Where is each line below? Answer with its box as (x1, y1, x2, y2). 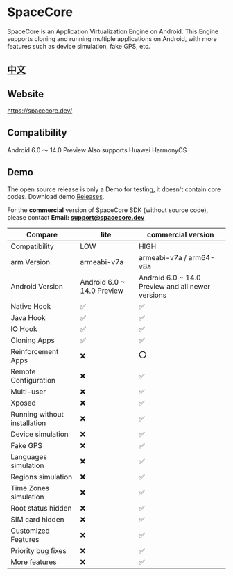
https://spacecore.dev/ (7, 106, 73, 115)
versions (138, 290, 167, 300)
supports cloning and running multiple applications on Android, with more (7, 34, 217, 42)
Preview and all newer (138, 281, 210, 291)
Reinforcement (10, 346, 59, 356)
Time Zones (10, 483, 50, 493)
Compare (26, 230, 58, 239)
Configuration (10, 375, 55, 385)
